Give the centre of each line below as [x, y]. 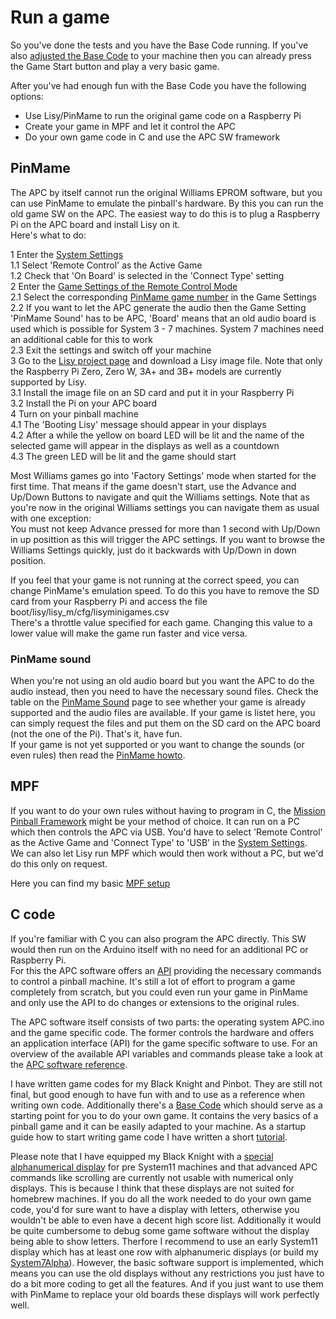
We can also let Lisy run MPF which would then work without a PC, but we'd [167, 853]
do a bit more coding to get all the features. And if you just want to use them [167, 1283]
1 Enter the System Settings [67, 254]
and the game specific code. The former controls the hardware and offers [162, 1032]
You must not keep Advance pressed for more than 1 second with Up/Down [165, 528]
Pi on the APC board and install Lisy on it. [95, 224]
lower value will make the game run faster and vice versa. [129, 633]
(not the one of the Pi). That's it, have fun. [96, 734]
